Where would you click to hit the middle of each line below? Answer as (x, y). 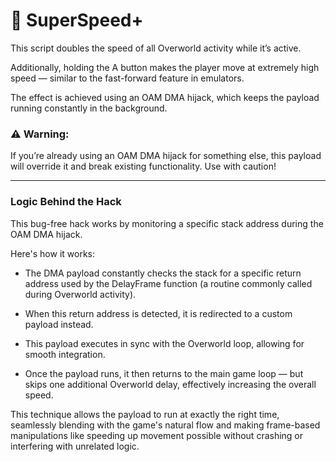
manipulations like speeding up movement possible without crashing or (157, 435)
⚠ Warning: (40, 134)
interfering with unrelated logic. (75, 446)
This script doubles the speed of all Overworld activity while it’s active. (156, 48)
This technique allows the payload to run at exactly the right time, (145, 414)
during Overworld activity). (80, 294)
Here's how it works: (53, 253)
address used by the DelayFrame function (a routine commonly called (168, 283)
